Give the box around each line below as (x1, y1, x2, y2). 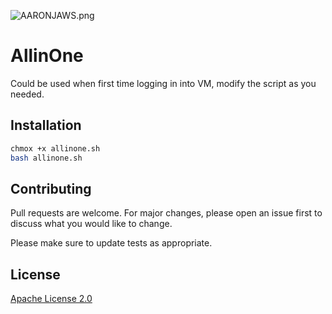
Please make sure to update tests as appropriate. (10, 237, 213, 249)
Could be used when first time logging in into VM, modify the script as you (10, 77, 317, 89)
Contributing (10, 180, 92, 197)
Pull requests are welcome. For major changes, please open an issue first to (10, 207, 323, 219)
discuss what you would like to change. (10, 218, 173, 230)
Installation (10, 117, 82, 134)
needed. (10, 88, 45, 100)
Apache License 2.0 (10, 293, 93, 305)
